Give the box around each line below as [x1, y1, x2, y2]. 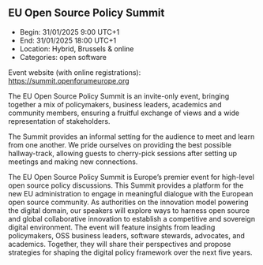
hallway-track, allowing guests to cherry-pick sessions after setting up [8, 148, 238, 158]
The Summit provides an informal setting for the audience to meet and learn [8, 132, 255, 141]
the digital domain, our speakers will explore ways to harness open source [8, 205, 250, 215]
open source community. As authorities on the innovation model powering [8, 197, 249, 207]
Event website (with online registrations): [8, 67, 141, 77]
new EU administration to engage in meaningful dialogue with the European [8, 188, 254, 198]
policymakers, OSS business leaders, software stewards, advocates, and [8, 230, 245, 240]
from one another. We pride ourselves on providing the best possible [8, 140, 231, 149]
